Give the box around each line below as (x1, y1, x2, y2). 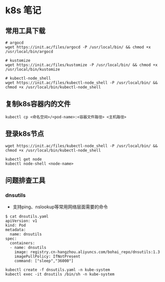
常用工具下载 (5, 26, 46, 35)
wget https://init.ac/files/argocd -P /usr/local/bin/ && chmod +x (5, 45, 151, 50)
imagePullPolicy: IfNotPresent (14, 254, 81, 259)
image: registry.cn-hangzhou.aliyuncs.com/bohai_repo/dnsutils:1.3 (14, 249, 160, 255)
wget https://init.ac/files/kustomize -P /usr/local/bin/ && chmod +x (5, 62, 158, 68)
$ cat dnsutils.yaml (5, 214, 49, 219)
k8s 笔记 (5, 5, 42, 16)
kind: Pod (5, 223, 26, 228)
